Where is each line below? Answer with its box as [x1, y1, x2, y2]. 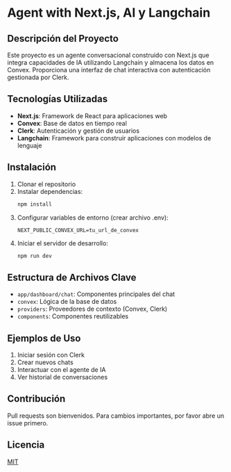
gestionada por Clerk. [7, 73, 69, 81]
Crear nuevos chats [17, 358, 74, 366]
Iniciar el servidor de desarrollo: [17, 238, 109, 247]
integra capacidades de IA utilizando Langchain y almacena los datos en [7, 58, 214, 67]
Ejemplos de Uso [7, 332, 81, 344]
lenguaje [17, 141, 42, 149]
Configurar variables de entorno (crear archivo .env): [17, 213, 169, 222]
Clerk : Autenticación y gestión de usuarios [17, 127, 140, 135]
